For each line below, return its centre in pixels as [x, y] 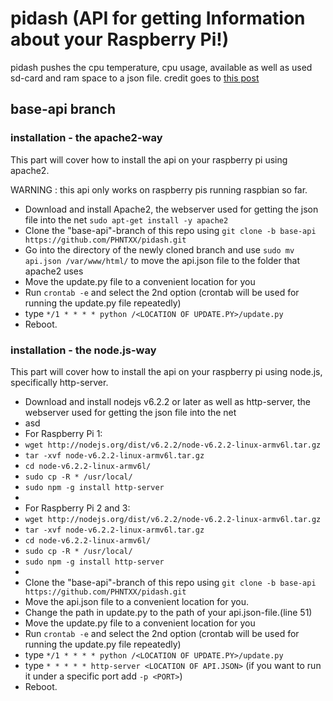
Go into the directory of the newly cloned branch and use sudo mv [159, 249]
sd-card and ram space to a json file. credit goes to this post [135, 78]
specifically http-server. [59, 382]
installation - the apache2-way [86, 138]
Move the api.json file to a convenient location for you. [136, 601]
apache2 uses [54, 271]
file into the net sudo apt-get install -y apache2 [126, 219]
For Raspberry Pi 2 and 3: [77, 508]
